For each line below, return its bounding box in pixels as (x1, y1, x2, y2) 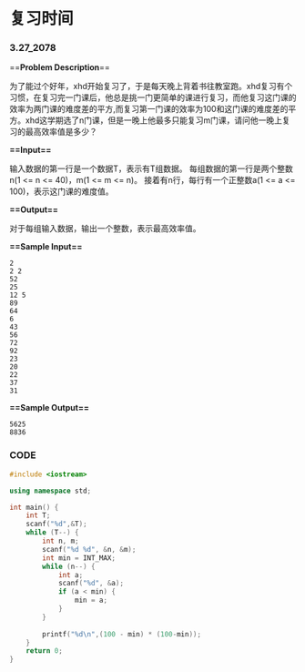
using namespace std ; (9, 486, 92, 495)
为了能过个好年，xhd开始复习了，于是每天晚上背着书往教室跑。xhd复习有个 (9, 81, 293, 92)
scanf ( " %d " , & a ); (57, 579, 125, 588)
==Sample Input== (9, 241, 83, 252)
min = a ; (74, 596, 107, 606)
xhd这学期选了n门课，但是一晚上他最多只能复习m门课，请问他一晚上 (25, 115, 283, 126)
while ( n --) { (42, 562, 96, 571)
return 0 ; (25, 647, 64, 656)
